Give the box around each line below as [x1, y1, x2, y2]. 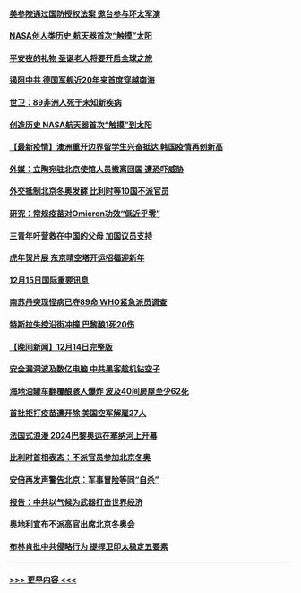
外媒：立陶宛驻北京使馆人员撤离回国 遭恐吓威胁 [9, 163, 185, 174]
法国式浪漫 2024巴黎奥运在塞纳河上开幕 [9, 430, 158, 440]
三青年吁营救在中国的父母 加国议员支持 [9, 230, 153, 241]
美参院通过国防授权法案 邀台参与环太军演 [9, 8, 161, 19]
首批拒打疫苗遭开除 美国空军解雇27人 [9, 408, 147, 419]
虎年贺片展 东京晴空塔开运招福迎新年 [9, 252, 145, 264]
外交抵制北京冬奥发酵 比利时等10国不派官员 [9, 186, 169, 196]
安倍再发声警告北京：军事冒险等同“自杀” [9, 475, 159, 485]
